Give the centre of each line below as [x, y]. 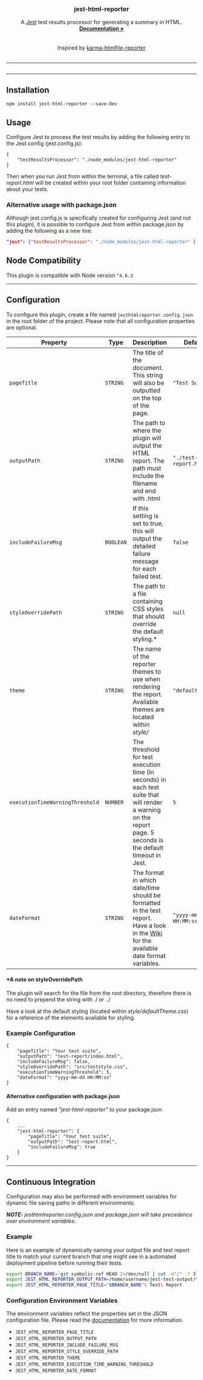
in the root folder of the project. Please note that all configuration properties [101, 321]
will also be [148, 383]
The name [147, 649]
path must [147, 468]
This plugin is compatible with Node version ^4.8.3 [70, 275]
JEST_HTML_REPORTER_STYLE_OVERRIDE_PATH [66, 1352]
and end [144, 490]
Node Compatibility [44, 261]
